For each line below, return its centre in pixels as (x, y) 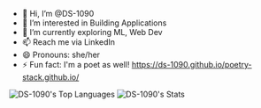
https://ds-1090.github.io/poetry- (192, 65)
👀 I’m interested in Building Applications (94, 23)
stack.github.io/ (50, 77)
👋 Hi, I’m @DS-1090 (58, 14)
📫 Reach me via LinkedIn (69, 42)
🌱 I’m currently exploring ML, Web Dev (92, 32)
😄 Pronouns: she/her (61, 54)
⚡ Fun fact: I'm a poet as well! (76, 65)
